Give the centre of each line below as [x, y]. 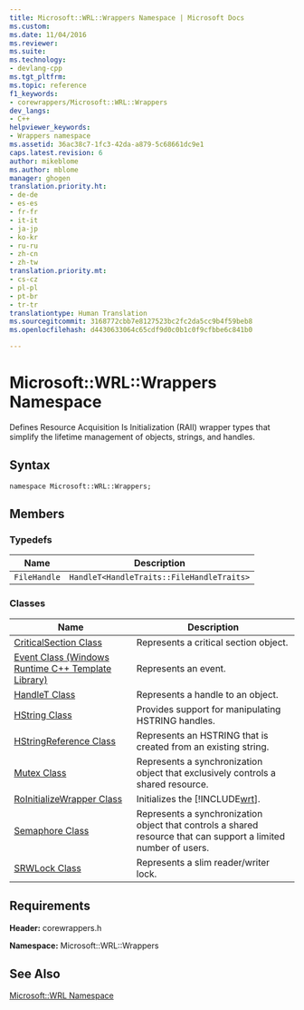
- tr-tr [24, 305]
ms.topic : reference [48, 85]
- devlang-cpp [36, 69]
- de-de [24, 195]
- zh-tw [24, 263]
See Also [35, 973]
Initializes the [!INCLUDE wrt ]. [198, 799]
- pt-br [24, 296]
